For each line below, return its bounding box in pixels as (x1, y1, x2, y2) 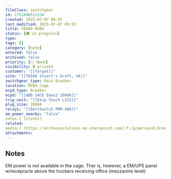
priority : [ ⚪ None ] (5, 59, 48, 65)
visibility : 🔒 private (5, 64, 53, 69)
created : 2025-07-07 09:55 (5, 17, 63, 22)
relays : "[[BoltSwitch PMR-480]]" (5, 107, 79, 112)
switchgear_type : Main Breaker (5, 78, 72, 83)
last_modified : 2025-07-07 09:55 (5, 21, 76, 27)
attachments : (5, 130, 33, 135)
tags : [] (5, 41, 24, 46)
